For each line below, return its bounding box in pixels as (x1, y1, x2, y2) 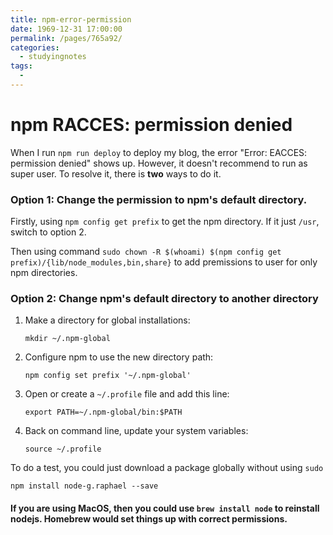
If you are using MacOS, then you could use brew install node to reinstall (10, 502, 320, 514)
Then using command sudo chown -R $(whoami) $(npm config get (10, 246, 282, 258)
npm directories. (10, 267, 78, 279)
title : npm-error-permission (10, 14, 132, 25)
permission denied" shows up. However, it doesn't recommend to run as (10, 157, 308, 169)
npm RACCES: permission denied (10, 114, 293, 136)
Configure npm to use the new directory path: (24, 351, 214, 363)
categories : (10, 42, 60, 53)
